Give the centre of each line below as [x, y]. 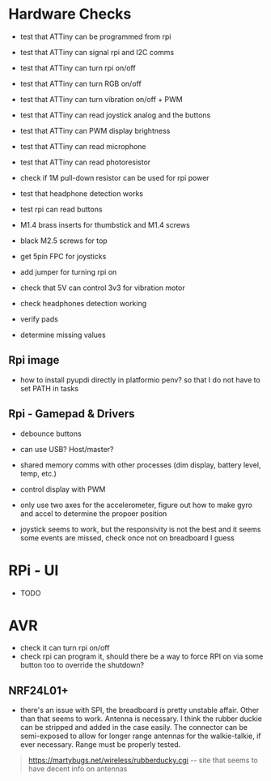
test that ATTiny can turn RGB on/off [80, 83]
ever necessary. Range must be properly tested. [100, 745]
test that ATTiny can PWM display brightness [95, 130]
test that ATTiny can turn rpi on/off [78, 68]
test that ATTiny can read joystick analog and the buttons [115, 115]
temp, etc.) [38, 473]
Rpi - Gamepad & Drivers [72, 414]
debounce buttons [51, 433]
